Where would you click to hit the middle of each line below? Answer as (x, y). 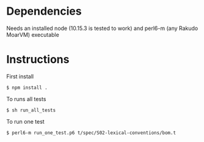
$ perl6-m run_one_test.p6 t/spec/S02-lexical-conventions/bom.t (91, 133)
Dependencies (44, 11)
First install (20, 76)
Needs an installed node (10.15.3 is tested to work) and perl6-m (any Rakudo (102, 28)
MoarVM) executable (33, 34)
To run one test (25, 121)
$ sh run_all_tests (31, 110)
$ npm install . (27, 88)
